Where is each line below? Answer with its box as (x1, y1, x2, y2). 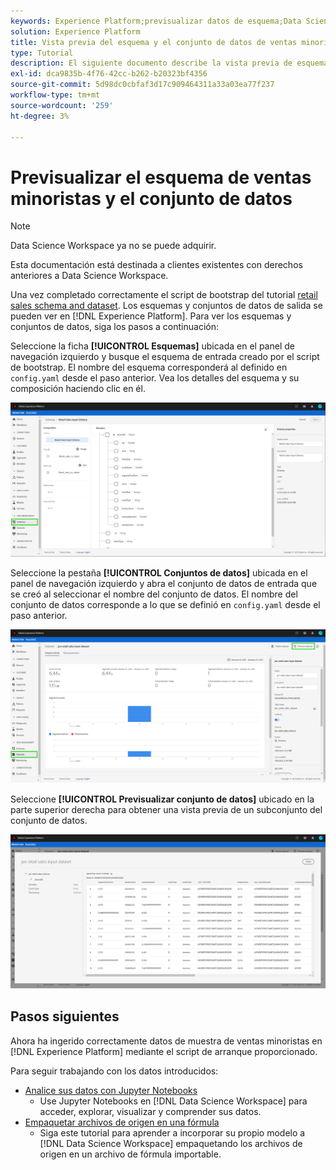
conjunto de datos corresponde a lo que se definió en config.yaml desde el (10, 598, 321, 610)
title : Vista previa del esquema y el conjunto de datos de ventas (10, 37, 298, 47)
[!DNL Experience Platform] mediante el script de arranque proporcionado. (10, 1045, 318, 1057)
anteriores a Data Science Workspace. (10, 270, 169, 282)
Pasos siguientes (10, 1008, 120, 1025)
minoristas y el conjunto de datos (10, 187, 293, 210)
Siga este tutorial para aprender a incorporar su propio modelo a (39, 1126, 306, 1139)
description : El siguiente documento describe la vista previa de (10, 58, 293, 69)
